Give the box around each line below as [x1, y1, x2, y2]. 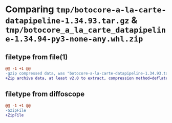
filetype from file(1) [5, 53, 68, 61]
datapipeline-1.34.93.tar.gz [5, 16, 130, 26]
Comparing [5, 4, 54, 15]
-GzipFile [5, 108, 27, 113]
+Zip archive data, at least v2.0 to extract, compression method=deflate [5, 76, 168, 81]
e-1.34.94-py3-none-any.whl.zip [5, 34, 143, 44]
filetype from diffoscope [5, 90, 85, 99]
